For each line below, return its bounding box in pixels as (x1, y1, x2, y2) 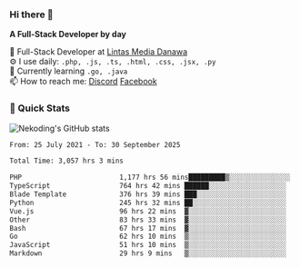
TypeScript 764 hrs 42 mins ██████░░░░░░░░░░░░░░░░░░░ (9, 182, 286, 191)
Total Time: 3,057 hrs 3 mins (9, 156, 125, 166)
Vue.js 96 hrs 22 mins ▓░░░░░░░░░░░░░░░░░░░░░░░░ (9, 206, 286, 216)
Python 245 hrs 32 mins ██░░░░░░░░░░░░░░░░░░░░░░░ (9, 198, 286, 207)
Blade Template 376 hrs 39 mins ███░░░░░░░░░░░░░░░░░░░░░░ (9, 190, 286, 199)
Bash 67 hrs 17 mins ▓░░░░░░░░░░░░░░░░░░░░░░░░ (9, 223, 286, 232)
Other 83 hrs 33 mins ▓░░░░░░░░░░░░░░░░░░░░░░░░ (9, 215, 286, 224)
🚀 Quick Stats (9, 102, 71, 114)
